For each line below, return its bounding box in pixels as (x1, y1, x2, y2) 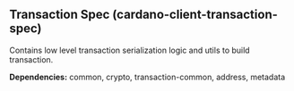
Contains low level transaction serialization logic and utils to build (9, 45, 250, 55)
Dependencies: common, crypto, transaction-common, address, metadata (9, 71, 286, 82)
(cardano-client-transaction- (111, 7, 278, 22)
